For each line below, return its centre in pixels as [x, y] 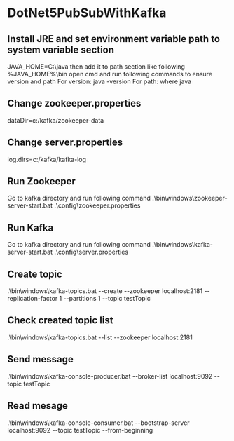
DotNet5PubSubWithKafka [87, 13]
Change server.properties [65, 143]
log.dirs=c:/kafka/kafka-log [47, 159]
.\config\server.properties [91, 252]
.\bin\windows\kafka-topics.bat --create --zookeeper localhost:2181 [105, 291]
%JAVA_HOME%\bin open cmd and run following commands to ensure [110, 74]
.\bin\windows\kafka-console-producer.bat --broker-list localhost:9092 [110, 376]
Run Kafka [30, 228]
